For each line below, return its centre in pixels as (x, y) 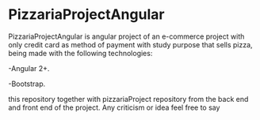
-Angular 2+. (29, 68)
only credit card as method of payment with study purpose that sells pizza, (130, 44)
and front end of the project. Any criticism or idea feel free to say (114, 107)
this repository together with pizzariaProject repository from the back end (128, 99)
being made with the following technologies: (80, 53)
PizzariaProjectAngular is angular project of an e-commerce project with (126, 36)
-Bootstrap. (27, 84)
